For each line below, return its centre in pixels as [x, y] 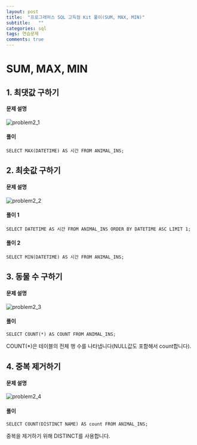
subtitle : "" [25, 23]
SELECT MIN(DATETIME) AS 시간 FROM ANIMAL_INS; [65, 257]
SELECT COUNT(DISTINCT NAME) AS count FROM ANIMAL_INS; [77, 424]
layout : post [22, 12]
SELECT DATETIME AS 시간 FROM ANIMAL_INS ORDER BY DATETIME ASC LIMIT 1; [98, 229]
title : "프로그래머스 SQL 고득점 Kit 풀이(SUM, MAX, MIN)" [76, 17]
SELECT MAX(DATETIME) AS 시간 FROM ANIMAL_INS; [65, 151]
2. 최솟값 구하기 [33, 171]
